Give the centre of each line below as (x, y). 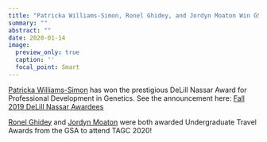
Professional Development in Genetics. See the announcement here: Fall (126, 98)
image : (19, 45)
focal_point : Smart (48, 67)
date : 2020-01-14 (37, 38)
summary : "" (28, 23)
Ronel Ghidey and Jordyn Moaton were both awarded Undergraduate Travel (132, 122)
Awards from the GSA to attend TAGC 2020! (80, 130)
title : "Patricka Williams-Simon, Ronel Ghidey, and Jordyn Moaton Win (129, 15)
